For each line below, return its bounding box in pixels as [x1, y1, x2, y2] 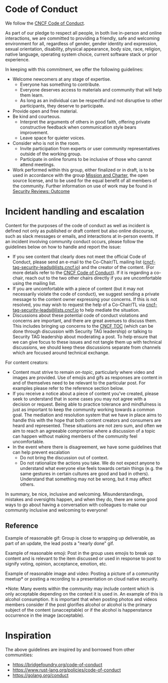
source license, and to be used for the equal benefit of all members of [12, 177, 157, 183]
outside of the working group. [20, 151, 82, 157]
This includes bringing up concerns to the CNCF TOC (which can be [12, 323, 154, 329]
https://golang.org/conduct [12, 672, 69, 678]
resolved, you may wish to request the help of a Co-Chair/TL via [12, 302, 145, 308]
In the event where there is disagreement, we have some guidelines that [12, 444, 161, 450]
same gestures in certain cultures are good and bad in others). [20, 470, 149, 476]
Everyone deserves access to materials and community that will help [20, 86, 162, 92]
